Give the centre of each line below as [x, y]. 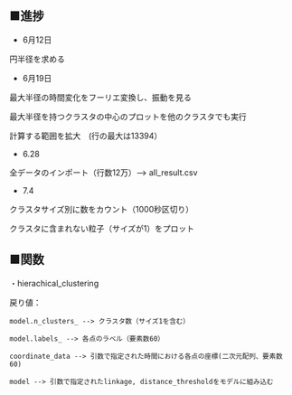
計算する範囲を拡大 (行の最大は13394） [86, 136]
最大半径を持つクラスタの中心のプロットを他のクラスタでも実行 [128, 117]
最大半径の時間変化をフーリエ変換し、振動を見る [100, 97]
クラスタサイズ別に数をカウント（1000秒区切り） [102, 209]
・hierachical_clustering [54, 283]
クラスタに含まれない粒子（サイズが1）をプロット [102, 228]
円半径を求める [37, 59]
